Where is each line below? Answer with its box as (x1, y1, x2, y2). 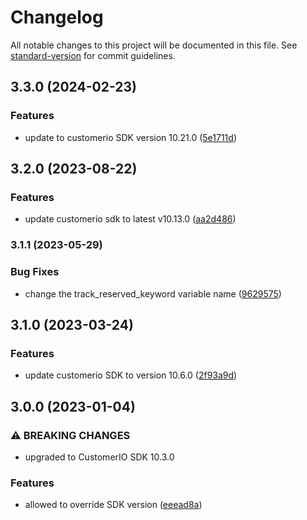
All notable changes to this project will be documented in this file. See (10, 39, 298, 51)
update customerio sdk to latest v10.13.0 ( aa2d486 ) (24, 213, 237, 225)
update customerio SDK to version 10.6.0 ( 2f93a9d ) (24, 369, 238, 381)
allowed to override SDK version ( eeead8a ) (24, 499, 203, 511)
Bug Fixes (10, 265, 60, 279)
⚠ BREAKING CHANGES (10, 428, 131, 442)
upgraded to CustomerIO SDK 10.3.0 (24, 451, 175, 463)
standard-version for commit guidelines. (10, 49, 176, 61)
